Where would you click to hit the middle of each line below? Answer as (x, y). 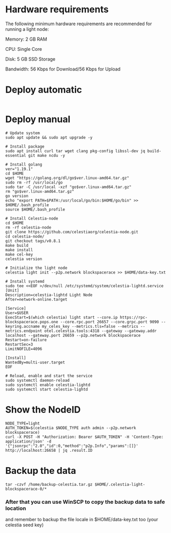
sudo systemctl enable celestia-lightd (48, 385)
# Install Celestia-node (32, 218)
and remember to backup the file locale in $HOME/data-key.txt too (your (82, 519)
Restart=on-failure (26, 340)
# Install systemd (25, 281)
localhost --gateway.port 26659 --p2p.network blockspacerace (73, 335)
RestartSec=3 (19, 344)
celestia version (24, 259)
